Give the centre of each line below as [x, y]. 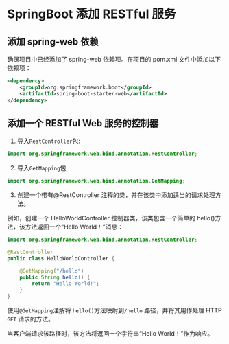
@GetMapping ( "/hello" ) [52, 271]
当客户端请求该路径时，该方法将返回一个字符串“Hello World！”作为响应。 [110, 334]
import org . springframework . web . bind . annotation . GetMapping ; [96, 181]
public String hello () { [55, 277]
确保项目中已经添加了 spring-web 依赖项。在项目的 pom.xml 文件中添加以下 [114, 59]
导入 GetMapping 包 [41, 168]
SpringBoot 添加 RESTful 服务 [92, 14]
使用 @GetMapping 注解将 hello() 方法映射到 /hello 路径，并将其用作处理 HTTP [115, 310]
